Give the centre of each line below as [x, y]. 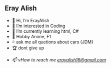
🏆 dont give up [28, 48]
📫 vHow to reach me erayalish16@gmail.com [59, 59]
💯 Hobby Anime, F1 [31, 36]
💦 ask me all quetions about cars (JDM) [52, 42]
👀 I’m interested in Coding [38, 26]
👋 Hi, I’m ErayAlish [30, 20]
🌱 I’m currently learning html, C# [45, 31]
